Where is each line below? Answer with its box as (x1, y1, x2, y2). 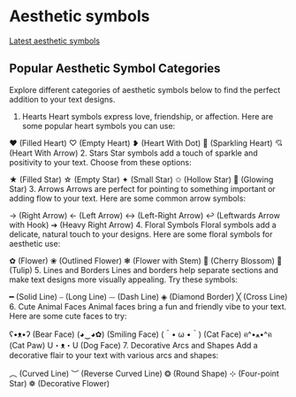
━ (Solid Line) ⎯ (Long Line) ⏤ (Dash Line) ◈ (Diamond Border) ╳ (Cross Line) (9, 291, 288, 302)
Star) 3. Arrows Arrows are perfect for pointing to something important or (9, 183, 276, 194)
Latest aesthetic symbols (9, 35, 100, 46)
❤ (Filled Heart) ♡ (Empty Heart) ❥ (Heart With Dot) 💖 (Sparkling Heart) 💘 (9, 137, 283, 148)
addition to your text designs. (9, 94, 116, 104)
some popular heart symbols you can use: (21, 120, 176, 131)
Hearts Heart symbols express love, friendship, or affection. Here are (21, 111, 274, 121)
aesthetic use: (9, 238, 61, 248)
